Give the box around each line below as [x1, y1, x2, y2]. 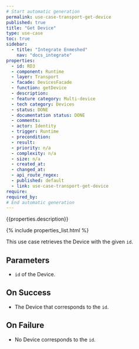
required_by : [6, 194, 38, 200]
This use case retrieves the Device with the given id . [6, 238, 134, 245]
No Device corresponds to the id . [14, 336, 96, 343]
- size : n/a [11, 156, 41, 162]
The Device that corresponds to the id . [14, 303, 109, 310]
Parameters [6, 255, 50, 265]
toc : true [6, 36, 30, 42]
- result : [11, 139, 35, 145]
